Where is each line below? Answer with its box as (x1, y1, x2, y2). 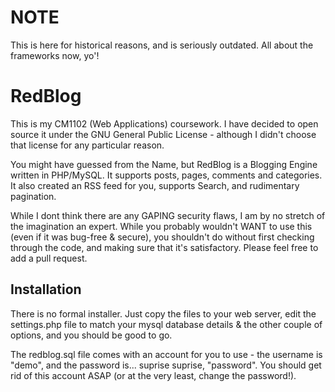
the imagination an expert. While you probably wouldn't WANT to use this (10, 220, 313, 232)
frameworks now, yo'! (10, 49, 100, 61)
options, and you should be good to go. (10, 329, 173, 341)
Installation (10, 281, 82, 298)
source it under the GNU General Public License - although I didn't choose (10, 128, 317, 140)
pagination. (10, 190, 57, 202)
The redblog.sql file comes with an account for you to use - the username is (10, 348, 323, 360)
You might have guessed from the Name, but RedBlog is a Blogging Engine (10, 158, 318, 170)
